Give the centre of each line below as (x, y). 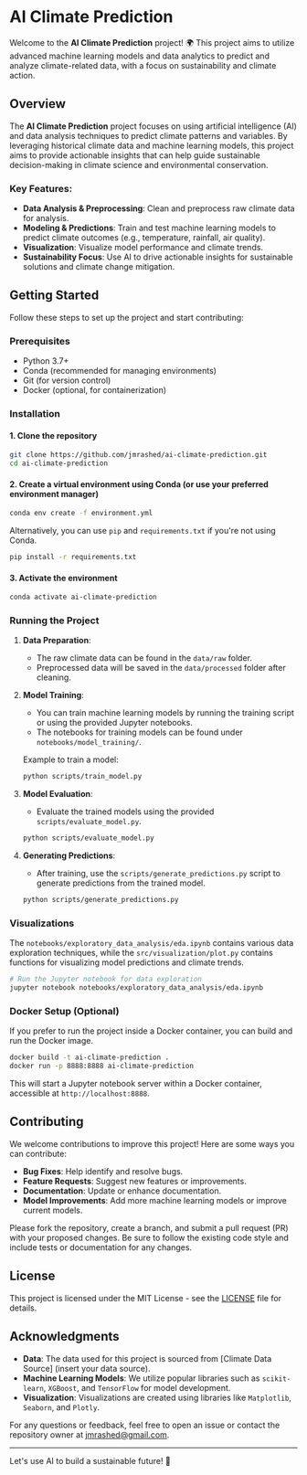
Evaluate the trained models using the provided (125, 812)
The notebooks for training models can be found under (140, 732)
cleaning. (53, 677)
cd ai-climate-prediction (58, 463)
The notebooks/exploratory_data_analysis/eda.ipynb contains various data (152, 943)
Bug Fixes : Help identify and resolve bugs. (103, 1171)
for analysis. (46, 218)
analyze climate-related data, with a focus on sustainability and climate (143, 65)
